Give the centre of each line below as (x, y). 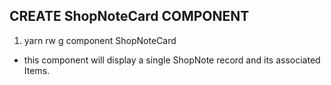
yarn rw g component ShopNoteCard (100, 40)
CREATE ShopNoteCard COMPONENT (129, 16)
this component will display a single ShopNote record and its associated (172, 60)
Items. (37, 70)
